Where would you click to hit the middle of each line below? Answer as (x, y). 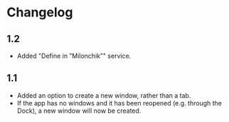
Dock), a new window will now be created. (79, 111)
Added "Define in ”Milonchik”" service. (74, 56)
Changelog (40, 12)
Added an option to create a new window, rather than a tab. (104, 95)
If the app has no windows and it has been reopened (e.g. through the (119, 103)
